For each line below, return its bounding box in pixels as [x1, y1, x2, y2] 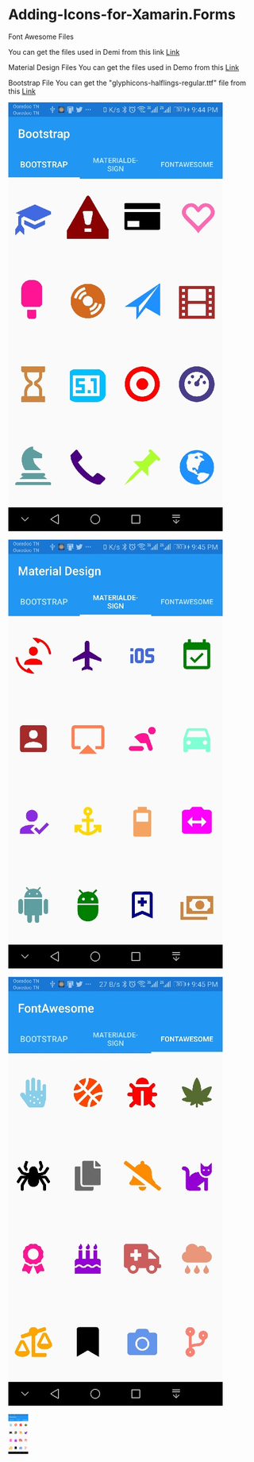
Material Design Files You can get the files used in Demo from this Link [8, 62, 240, 72]
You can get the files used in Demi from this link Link [8, 47, 180, 56]
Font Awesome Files [8, 32, 74, 41]
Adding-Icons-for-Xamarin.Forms [8, 6, 236, 24]
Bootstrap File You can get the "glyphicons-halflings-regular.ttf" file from [8, 78, 246, 87]
